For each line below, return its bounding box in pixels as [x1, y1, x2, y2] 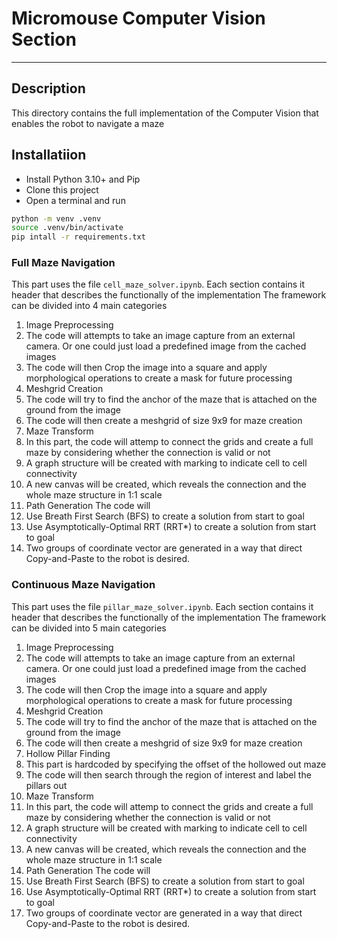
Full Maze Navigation [11, 256, 116, 270]
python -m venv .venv [11, 213, 102, 224]
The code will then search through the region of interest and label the [25, 768, 312, 781]
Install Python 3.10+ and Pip [25, 173, 141, 185]
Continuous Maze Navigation [11, 578, 156, 592]
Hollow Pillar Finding [25, 747, 111, 759]
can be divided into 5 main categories [11, 622, 167, 634]
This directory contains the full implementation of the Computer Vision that [11, 107, 319, 119]
